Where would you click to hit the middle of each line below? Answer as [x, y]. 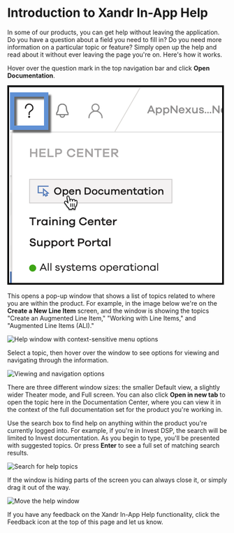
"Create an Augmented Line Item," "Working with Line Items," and [102, 318]
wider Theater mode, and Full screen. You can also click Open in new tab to [116, 395]
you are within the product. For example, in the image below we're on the [112, 303]
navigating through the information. [58, 360]
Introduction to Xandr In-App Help [108, 13]
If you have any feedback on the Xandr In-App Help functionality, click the [114, 514]
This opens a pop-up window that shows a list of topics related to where [111, 296]
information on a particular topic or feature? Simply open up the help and [112, 47]
